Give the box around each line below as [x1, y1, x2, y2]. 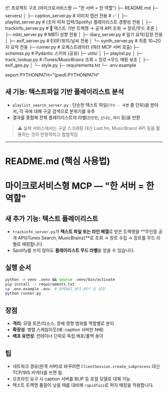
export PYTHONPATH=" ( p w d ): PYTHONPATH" [5, 72, 100, 78]
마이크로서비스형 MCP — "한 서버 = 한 [5, 180, 154, 192]
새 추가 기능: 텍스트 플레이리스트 [5, 214, 98, 223]
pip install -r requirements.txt [5, 282, 75, 287]
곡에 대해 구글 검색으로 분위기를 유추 [24, 108, 95, 114]
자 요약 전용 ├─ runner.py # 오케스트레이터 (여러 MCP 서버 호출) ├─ [5, 44, 139, 50]
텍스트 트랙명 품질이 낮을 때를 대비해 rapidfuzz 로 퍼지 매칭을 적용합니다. [12, 382, 154, 388]
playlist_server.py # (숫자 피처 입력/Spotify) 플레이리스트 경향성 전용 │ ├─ [5, 19, 152, 25]
